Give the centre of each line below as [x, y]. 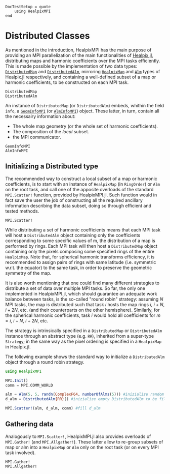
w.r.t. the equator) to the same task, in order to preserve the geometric [79, 268]
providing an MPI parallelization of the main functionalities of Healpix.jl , [79, 55]
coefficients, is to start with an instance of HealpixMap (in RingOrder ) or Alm [83, 184]
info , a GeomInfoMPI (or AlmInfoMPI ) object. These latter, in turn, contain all [82, 111]
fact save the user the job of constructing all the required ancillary [74, 200]
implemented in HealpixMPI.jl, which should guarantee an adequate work [81, 293]
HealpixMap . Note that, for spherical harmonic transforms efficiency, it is [80, 257]
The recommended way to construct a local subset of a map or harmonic [81, 179]
